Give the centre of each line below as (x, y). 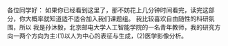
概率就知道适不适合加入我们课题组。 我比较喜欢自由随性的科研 (120, 19)
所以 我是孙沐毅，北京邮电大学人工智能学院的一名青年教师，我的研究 (117, 27)
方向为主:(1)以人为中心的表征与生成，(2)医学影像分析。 (109, 36)
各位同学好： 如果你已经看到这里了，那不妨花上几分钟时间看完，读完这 (108, 10)
